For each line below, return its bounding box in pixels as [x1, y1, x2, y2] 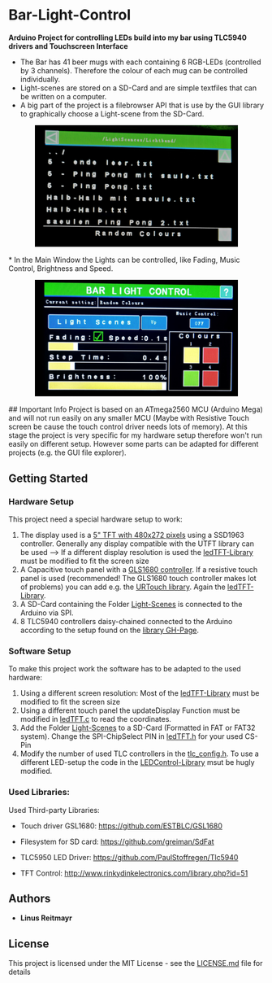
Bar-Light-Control [8, 6, 132, 24]
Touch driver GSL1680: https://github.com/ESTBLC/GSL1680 [19, 820, 223, 831]
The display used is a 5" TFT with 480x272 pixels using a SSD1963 [19, 530, 245, 540]
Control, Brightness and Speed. [8, 263, 114, 273]
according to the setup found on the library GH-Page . [19, 625, 199, 635]
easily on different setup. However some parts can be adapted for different [8, 439, 259, 449]
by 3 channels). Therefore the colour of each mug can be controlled [19, 65, 248, 75]
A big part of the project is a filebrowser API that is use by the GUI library [19, 100, 265, 110]
